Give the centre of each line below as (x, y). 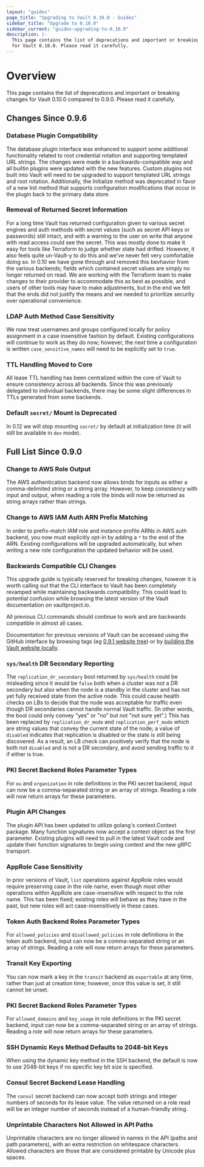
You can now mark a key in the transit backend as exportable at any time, (100, 977)
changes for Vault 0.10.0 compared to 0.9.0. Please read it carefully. (91, 99)
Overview (31, 76)
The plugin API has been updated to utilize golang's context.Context (91, 825)
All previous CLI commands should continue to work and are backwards (96, 616)
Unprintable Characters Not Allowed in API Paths (80, 1124)
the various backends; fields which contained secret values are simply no (98, 268)
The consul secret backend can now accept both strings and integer (92, 1096)
